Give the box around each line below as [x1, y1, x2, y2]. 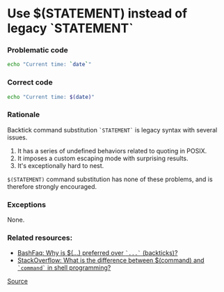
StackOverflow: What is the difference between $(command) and [17, 256, 205, 265]
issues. [7, 133, 28, 141]
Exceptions [7, 199, 47, 209]
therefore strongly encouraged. [7, 182, 97, 190]
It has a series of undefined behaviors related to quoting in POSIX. [17, 146, 207, 155]
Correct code [7, 77, 54, 87]
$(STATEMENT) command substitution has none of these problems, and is [7, 175, 214, 183]
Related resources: [7, 233, 73, 243]
